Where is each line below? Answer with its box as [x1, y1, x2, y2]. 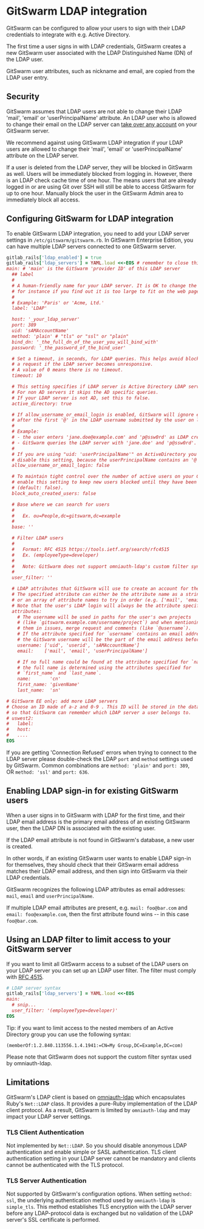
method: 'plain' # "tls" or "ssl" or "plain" [12, 333, 129, 339]
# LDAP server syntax [6, 985, 61, 991]
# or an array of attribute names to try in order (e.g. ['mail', [12, 597, 183, 603]
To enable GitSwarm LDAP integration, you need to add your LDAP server [6, 229, 190, 237]
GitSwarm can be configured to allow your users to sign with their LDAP [6, 24, 186, 32]
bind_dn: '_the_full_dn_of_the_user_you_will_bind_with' [12, 339, 159, 345]
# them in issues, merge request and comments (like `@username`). [17, 625, 191, 631]
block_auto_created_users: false [12, 490, 97, 497]
